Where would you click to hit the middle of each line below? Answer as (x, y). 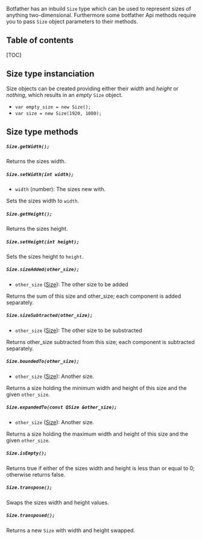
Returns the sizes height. (37, 228)
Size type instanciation (50, 74)
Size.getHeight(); (29, 214)
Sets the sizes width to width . (43, 201)
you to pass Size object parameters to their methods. (72, 21)
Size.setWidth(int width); (40, 174)
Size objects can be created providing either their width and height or (93, 88)
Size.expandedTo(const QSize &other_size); (62, 407)
